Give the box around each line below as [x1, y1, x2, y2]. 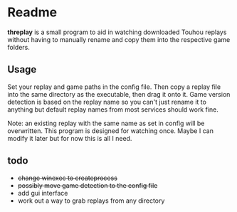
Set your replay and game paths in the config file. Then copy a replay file [7, 83, 221, 91]
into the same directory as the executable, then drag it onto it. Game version [7, 90, 231, 98]
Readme [7, 4, 58, 21]
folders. [7, 43, 30, 51]
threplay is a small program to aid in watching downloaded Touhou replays [7, 28, 227, 36]
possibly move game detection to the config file [17, 181, 158, 189]
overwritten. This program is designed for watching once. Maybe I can [7, 126, 214, 135]
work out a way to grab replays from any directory [17, 196, 165, 205]
